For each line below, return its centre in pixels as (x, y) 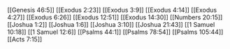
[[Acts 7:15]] (25, 39)
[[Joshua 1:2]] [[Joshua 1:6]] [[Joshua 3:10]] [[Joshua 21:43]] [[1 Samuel (111, 24)
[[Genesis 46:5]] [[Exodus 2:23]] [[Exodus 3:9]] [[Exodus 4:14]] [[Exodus (112, 10)
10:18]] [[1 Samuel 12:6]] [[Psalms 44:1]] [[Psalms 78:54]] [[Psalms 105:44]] (115, 32)
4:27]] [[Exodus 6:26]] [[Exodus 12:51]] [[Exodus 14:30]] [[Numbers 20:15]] (115, 17)
